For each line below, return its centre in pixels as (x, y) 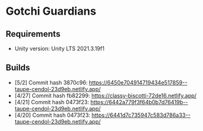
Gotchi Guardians (51, 11)
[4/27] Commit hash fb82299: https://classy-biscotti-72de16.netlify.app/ (105, 95)
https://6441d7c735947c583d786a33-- (141, 115)
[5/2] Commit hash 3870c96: (51, 82)
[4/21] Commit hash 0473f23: (52, 102)
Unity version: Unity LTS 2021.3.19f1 (59, 48)
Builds (18, 68)
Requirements (33, 34)
